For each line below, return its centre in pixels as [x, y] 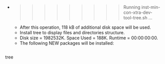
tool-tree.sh [135, 18]
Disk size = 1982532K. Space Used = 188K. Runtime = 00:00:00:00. [89, 38]
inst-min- [151, 7]
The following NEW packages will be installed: [67, 43]
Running [132, 7]
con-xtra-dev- [138, 12]
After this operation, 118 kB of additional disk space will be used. [85, 27]
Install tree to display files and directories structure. [72, 32]
